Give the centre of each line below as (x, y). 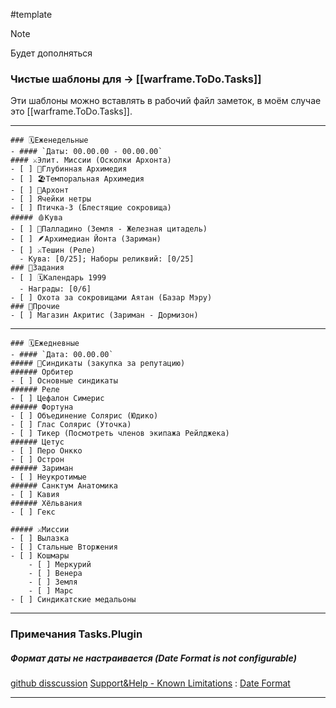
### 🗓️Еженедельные (49, 140)
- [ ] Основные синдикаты (64, 381)
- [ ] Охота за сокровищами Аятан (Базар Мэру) (111, 298)
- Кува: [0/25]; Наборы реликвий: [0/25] (107, 259)
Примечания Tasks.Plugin (76, 634)
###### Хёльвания (46, 504)
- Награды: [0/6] (55, 289)
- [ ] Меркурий (60, 565)
